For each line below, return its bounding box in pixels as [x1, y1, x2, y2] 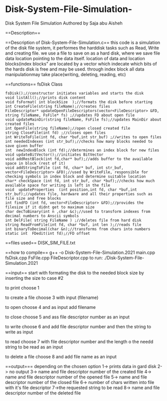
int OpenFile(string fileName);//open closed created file [5, 126, 131, 131]
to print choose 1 [5, 284, 40, 291]
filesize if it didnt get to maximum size [5, 204, 95, 210]
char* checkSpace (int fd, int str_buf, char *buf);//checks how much [5, 178, 155, 183]
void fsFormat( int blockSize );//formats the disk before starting [5, 99, 153, 105]
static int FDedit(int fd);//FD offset [5, 231, 91, 236]
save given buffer [5, 143, 43, 148]
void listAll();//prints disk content [5, 95, 86, 100]
